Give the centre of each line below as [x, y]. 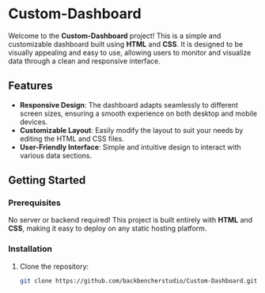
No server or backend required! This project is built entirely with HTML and [131, 220]
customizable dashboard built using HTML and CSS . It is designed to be [126, 44]
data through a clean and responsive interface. [84, 61]
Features [30, 86]
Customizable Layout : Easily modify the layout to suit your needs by [131, 130]
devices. [34, 122]
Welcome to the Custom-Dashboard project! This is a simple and [115, 36]
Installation [30, 249]
